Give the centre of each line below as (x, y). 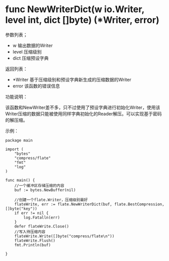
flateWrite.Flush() (35, 241)
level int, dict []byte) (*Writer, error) (82, 20)
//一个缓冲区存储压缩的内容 (39, 186)
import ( (14, 149)
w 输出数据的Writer (33, 45)
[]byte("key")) (21, 208)
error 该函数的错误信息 (36, 86)
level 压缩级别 (27, 52)
